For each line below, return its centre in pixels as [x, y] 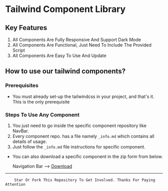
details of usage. [29, 141]
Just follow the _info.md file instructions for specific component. [79, 146]
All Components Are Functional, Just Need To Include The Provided [82, 45]
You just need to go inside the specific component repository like [79, 125]
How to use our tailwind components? [65, 71]
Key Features [26, 28]
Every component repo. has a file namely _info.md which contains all [83, 136]
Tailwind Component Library [65, 9]
